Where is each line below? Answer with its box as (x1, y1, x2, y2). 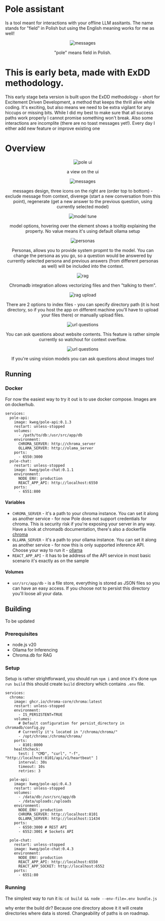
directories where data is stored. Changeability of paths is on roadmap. (5, 910, 150, 916)
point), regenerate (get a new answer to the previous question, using (13, 198, 153, 204)
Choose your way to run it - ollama (12, 547, 83, 553)
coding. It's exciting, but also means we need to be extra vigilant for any (5, 104, 151, 110)
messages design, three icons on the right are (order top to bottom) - (12, 188, 153, 194)
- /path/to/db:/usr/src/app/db (18, 432, 83, 438)
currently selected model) (56, 204, 109, 209)
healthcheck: (14, 747, 41, 752)
